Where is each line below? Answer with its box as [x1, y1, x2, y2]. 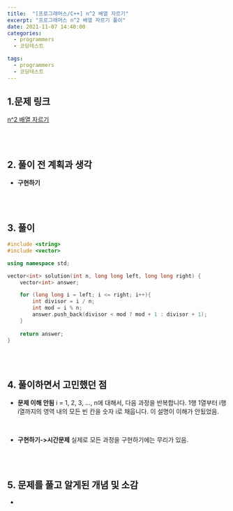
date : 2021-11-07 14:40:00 [7, 23, 86, 30]
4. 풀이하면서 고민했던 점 [7, 379, 107, 390]
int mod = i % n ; [32, 305, 82, 312]
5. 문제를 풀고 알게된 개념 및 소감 [7, 479, 138, 491]
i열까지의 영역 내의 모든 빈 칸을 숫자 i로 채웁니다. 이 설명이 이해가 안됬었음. [17, 407, 220, 415]
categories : [7, 29, 42, 37]
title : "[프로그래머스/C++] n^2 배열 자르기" [7, 10, 129, 17]
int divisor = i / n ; [32, 298, 96, 305]
